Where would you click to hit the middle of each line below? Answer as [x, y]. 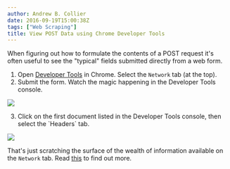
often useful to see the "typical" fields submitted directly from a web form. [115, 61]
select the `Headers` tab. [53, 124]
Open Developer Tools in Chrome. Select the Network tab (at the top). [117, 75]
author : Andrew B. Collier [47, 14]
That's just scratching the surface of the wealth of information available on [115, 151]
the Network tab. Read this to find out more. [70, 158]
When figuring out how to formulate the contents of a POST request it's [111, 54]
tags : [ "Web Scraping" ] [42, 27]
